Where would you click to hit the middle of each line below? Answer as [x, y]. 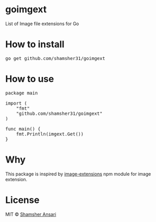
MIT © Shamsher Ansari [31, 214]
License [23, 200]
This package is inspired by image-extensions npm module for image [78, 174]
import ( [16, 103]
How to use [30, 79]
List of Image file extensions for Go [42, 24]
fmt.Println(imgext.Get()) [50, 134]
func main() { [23, 129]
